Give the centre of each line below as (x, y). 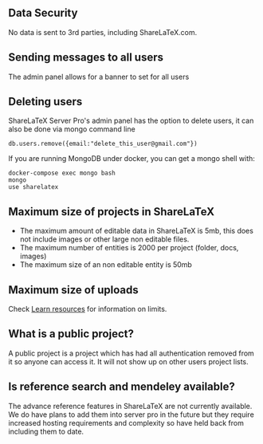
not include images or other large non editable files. (104, 239)
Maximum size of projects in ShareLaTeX (112, 212)
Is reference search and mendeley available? (122, 387)
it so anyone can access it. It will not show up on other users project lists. (128, 361)
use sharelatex (33, 187)
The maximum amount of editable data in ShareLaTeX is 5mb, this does (136, 231)
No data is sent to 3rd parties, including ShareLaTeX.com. (103, 32)
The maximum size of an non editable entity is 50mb (106, 265)
